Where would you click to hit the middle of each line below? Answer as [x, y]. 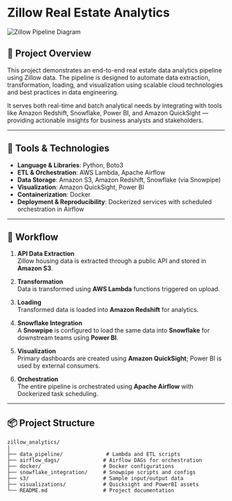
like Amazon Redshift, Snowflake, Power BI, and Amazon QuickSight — [108, 112]
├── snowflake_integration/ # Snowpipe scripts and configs [101, 473]
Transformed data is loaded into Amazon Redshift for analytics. [108, 310]
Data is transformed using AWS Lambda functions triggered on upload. [118, 289]
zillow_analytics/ [33, 442]
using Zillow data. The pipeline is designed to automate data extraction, [109, 77]
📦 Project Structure [51, 423]
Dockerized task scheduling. [58, 394]
